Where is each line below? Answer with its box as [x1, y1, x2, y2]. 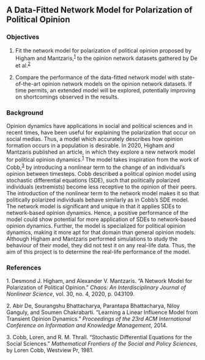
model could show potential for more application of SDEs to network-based [6, 216, 196, 223]
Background [6, 108, 44, 117]
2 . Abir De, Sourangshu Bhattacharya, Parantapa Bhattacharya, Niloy [6, 302, 180, 309]
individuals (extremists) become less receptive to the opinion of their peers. [6, 183, 197, 190]
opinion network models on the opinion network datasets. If [42, 80, 192, 88]
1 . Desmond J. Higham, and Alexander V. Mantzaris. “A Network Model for [6, 277, 193, 284]
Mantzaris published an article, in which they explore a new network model [6, 148, 196, 156]
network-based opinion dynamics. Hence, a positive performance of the [6, 209, 188, 216]
